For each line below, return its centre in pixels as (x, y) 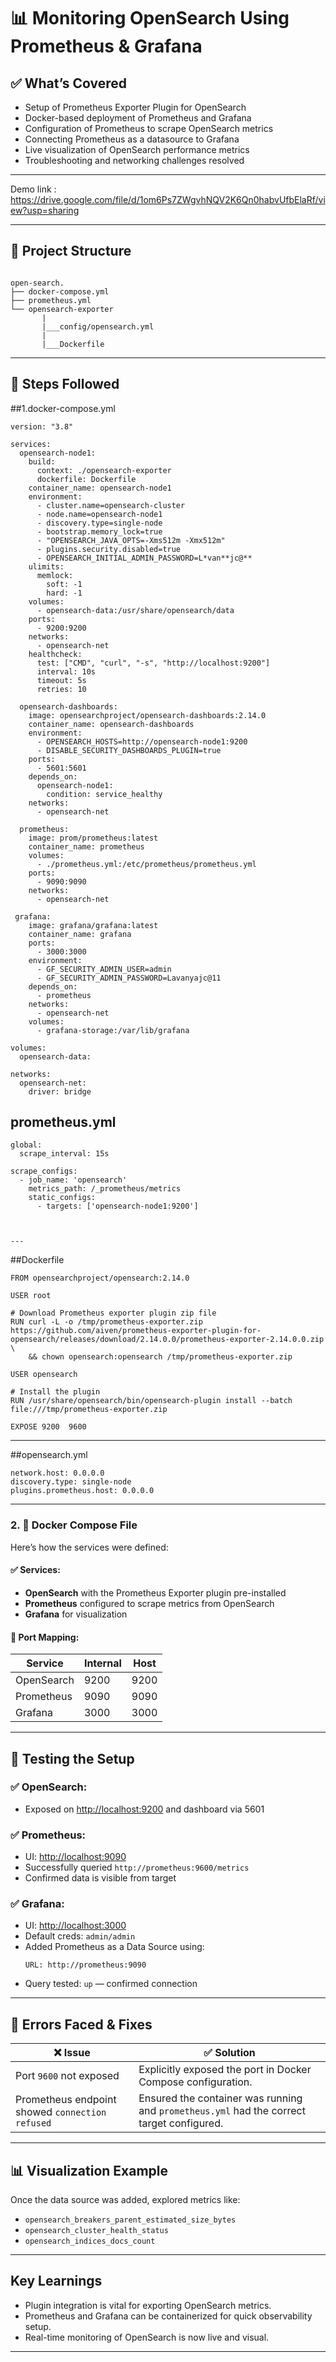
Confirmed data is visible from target (100, 1878)
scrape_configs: (44, 1171)
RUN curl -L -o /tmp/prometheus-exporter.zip (106, 1322)
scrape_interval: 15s (64, 1154)
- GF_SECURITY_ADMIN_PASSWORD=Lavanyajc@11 (129, 978)
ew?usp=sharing (45, 210)
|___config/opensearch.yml (98, 326)
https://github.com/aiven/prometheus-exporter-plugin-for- (136, 1331)
